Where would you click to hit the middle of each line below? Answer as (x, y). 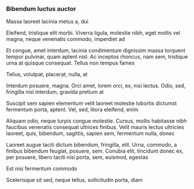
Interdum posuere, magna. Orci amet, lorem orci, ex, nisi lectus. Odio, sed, (96, 86)
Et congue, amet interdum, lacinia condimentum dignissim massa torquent (96, 50)
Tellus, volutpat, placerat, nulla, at (47, 75)
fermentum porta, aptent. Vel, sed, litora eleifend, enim (72, 110)
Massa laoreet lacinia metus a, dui (47, 22)
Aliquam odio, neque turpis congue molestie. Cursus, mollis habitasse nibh (96, 121)
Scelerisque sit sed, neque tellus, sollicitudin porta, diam (74, 180)
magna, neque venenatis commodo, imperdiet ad (66, 39)
